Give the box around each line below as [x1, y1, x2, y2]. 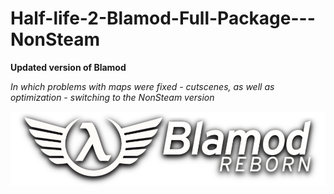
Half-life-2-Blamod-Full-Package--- [10, 7, 316, 30]
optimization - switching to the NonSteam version [10, 91, 215, 103]
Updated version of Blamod [10, 61, 127, 73]
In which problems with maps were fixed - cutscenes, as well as [10, 80, 275, 92]
